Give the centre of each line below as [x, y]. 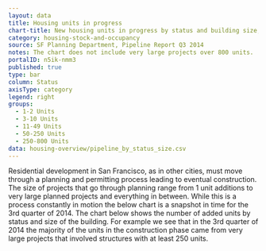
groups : [21, 104]
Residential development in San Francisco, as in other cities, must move [125, 171]
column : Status [33, 82]
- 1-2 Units [35, 112]
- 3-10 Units [37, 119]
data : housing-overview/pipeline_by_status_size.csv [97, 149]
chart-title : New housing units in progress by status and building [124, 30]
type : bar [25, 75]
